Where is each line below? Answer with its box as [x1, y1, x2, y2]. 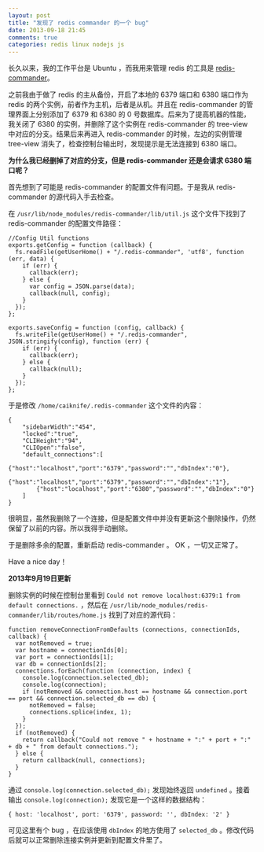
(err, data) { [8, 255, 55, 264]
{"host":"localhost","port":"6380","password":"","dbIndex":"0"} [36, 485, 255, 493]
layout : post [8, 11, 51, 20]
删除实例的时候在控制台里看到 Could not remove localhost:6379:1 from [8, 591, 240, 600]
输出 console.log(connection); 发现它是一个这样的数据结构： [8, 795, 207, 805]
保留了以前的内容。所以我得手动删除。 [8, 524, 132, 533]
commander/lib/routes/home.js [8, 611, 108, 620]
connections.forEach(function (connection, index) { [15, 667, 192, 675]
